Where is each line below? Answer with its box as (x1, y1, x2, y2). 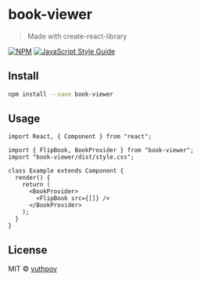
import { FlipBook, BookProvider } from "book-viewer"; (8, 147, 194, 155)
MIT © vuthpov (8, 265, 57, 274)
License (8, 243, 48, 257)
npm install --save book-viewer (8, 90, 113, 98)
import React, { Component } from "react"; (8, 133, 153, 140)
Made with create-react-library (27, 31, 127, 41)
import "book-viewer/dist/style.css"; (8, 153, 135, 162)
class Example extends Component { (8, 167, 124, 175)
